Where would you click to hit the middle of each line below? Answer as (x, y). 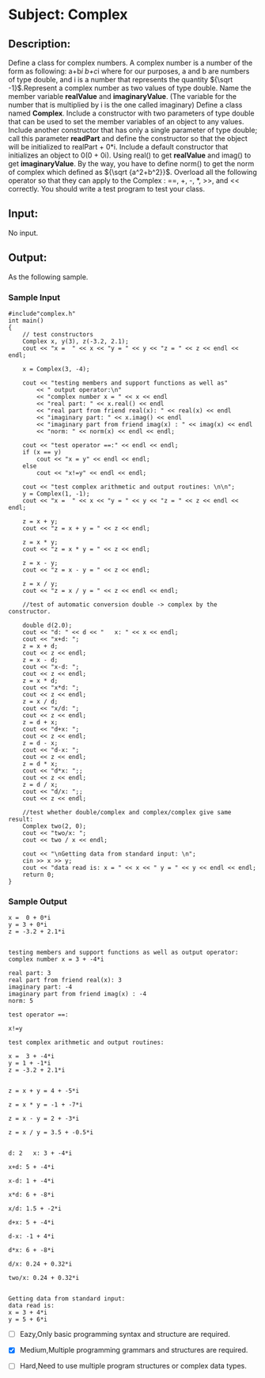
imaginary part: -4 (40, 987)
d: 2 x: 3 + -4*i (40, 1153)
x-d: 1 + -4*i (32, 1181)
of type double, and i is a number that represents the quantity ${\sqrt (121, 80)
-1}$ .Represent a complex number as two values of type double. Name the (130, 88)
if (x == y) (42, 452)
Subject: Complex (68, 15)
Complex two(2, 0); (55, 826)
